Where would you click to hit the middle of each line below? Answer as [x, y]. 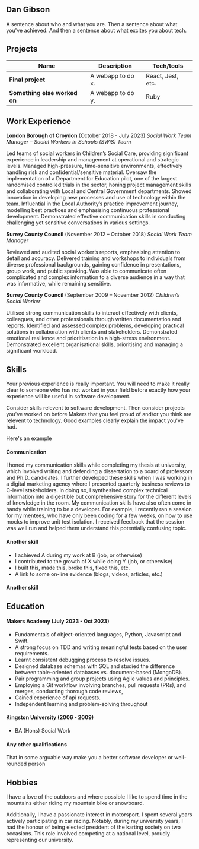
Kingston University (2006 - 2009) [50, 717]
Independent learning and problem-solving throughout [81, 704]
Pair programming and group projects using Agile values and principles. [102, 679]
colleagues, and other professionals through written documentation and [94, 319]
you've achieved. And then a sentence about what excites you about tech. [97, 30]
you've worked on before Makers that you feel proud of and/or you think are [99, 414]
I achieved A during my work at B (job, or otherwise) [78, 555]
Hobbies [22, 782]
